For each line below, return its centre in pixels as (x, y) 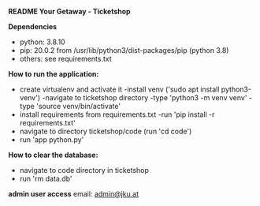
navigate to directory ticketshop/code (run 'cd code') (106, 131)
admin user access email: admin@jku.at (74, 194)
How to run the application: (54, 74)
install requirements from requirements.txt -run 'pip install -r (117, 114)
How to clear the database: (53, 155)
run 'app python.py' (52, 140)
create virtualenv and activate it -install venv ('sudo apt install (119, 89)
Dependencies (33, 26)
